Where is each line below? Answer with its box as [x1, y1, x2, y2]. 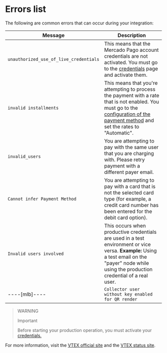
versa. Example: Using [104, 247, 157, 254]
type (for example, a [104, 195, 152, 202]
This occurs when [104, 222, 146, 229]
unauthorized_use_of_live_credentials [7, 56, 99, 62]
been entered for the [104, 208, 153, 215]
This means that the [104, 40, 151, 47]
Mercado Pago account [104, 46, 159, 53]
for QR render [104, 296, 138, 302]
